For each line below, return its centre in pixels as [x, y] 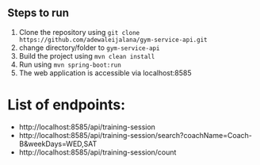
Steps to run [38, 13]
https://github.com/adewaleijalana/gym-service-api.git [113, 40]
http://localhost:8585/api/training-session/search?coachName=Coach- [136, 135]
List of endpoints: [67, 105]
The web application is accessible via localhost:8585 [105, 73]
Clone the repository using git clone [79, 32]
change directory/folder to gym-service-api [89, 48]
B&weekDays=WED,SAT [58, 144]
